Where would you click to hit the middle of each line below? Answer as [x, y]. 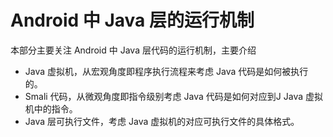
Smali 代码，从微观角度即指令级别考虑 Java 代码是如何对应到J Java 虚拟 [173, 96]
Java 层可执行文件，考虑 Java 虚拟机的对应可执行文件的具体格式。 [162, 121]
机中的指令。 [51, 108]
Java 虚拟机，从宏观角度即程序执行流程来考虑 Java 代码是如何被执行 [166, 71]
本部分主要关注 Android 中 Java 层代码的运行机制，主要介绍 [133, 50]
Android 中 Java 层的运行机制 [132, 20]
